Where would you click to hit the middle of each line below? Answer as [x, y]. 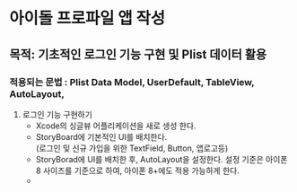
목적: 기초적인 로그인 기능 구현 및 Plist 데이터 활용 [138, 54]
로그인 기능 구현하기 [57, 114]
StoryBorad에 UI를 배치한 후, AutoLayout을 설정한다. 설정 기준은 [150, 159]
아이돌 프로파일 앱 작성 [87, 18]
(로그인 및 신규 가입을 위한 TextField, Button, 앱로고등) [132, 148]
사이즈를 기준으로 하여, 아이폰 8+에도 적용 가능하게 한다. [141, 170]
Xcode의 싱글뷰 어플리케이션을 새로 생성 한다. [116, 126]
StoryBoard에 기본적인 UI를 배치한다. [101, 136]
